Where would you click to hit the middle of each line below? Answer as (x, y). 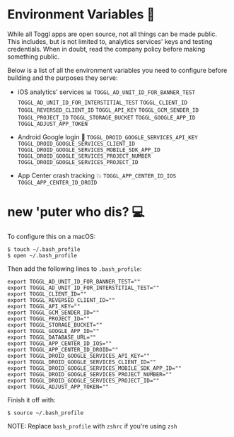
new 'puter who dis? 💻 (76, 212)
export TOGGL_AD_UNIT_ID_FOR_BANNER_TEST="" (74, 281)
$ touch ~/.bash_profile (44, 249)
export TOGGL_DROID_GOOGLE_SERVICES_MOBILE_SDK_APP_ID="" (94, 368)
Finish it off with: (31, 400)
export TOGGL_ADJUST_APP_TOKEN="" (58, 387)
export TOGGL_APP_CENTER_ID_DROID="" (63, 349)
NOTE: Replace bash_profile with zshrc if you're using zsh (92, 426)
